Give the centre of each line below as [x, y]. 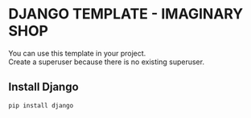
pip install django [41, 105]
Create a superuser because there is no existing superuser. [107, 62]
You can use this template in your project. [77, 53]
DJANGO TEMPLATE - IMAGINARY [126, 14]
